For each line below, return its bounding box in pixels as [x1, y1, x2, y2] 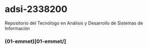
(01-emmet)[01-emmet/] [5, 37, 66, 44]
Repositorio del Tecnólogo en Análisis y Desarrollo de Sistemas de [5, 20, 143, 26]
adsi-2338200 [5, 3, 68, 15]
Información [5, 25, 30, 31]
